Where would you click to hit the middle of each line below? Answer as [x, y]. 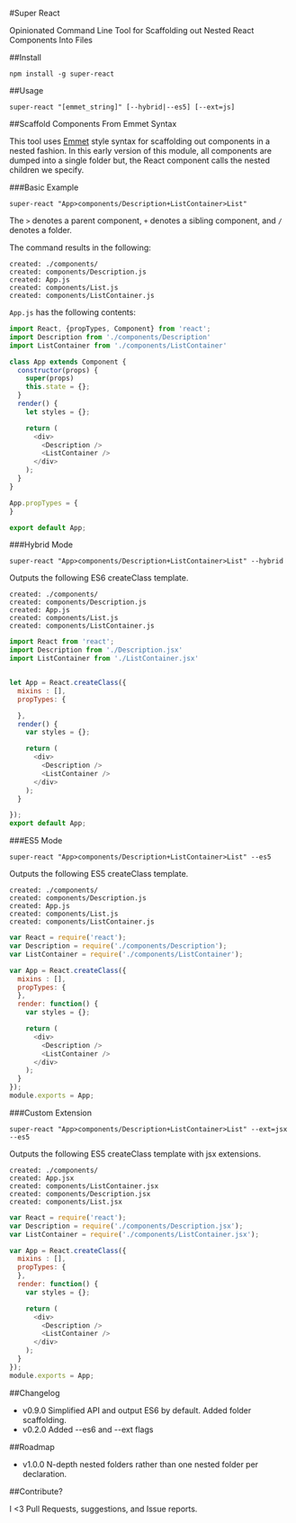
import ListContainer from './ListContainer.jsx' [104, 659]
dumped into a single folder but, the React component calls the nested [139, 160]
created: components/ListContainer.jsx [84, 1186]
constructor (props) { [58, 370]
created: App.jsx [42, 1178]
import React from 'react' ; [62, 642]
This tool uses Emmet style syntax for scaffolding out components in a [140, 141]
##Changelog [35, 1392]
